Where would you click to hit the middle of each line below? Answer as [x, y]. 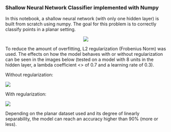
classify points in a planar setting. [41, 29]
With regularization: [26, 94]
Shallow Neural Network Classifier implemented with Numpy [82, 8]
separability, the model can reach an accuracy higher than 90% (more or [82, 119]
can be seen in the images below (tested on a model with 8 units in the [80, 59]
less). [11, 124]
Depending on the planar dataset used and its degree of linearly [72, 114]
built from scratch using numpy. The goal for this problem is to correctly [81, 24]
